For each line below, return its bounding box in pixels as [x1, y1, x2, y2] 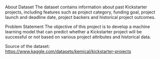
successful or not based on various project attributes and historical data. [5, 34, 151, 40]
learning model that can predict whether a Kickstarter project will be [5, 29, 142, 34]
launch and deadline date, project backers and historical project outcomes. [5, 15, 156, 20]
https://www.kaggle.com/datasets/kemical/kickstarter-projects [5, 48, 132, 54]
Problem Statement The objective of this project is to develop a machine [5, 24, 150, 29]
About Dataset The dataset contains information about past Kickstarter [5, 4, 147, 10]
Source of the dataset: [5, 44, 50, 49]
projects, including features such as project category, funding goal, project [5, 9, 156, 15]
